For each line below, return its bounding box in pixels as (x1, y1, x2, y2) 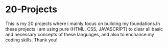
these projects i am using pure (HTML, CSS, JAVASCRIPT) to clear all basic (5, 26, 163, 32)
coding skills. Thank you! (5, 37, 58, 43)
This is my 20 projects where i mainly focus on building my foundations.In (5, 20, 160, 27)
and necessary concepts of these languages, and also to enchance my (5, 31, 154, 37)
